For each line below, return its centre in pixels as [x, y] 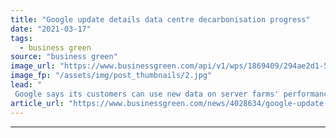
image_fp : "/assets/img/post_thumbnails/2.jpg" [111, 76]
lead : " [26, 85]
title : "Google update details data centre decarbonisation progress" [160, 19]
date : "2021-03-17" [51, 29]
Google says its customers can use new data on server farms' [147, 94]
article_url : [37, 103]
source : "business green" [64, 57]
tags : [21, 38]
